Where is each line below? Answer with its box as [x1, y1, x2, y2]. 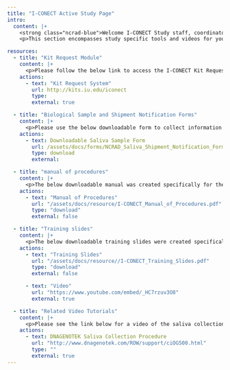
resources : [7, 48, 38, 55]
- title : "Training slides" [13, 226, 94, 233]
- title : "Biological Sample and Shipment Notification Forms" [13, 111, 197, 119]
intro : [7, 16, 26, 23]
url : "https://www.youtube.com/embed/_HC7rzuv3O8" [31, 289, 179, 296]
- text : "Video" [25, 283, 72, 290]
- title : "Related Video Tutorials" [13, 308, 118, 314]
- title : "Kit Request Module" [13, 54, 103, 62]
